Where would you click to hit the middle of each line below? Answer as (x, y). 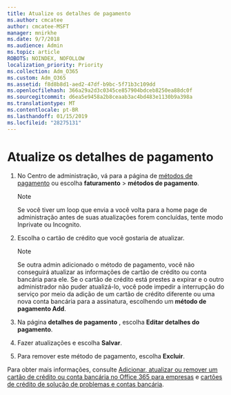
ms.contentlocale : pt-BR (43, 110)
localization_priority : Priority (55, 65)
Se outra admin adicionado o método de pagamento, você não (106, 265)
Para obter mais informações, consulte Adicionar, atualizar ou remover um (113, 369)
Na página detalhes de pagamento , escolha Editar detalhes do (108, 322)
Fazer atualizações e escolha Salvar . (70, 343)
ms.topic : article (33, 52)
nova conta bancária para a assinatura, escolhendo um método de (112, 302)
